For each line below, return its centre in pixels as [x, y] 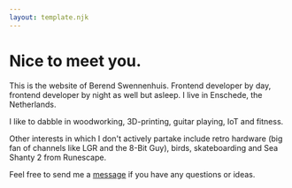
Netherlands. [33, 104]
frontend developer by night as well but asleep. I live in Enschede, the [136, 94]
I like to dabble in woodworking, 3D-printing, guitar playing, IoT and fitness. [146, 121]
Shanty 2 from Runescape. [58, 157]
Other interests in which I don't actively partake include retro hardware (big [146, 139]
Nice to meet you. [75, 60]
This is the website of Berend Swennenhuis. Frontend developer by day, [140, 86]
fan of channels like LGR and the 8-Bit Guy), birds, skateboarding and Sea [144, 147]
